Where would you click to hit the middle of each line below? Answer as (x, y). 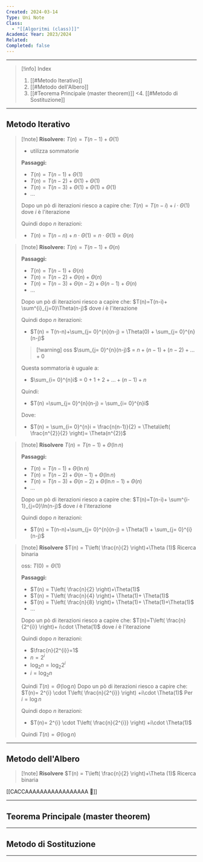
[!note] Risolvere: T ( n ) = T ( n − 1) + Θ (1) (70, 139)
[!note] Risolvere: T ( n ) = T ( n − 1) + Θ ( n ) (70, 247)
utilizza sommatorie (54, 151)
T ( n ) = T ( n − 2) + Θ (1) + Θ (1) (65, 181)
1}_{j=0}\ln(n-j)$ (41, 506)
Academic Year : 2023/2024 (39, 35)
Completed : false (28, 46)
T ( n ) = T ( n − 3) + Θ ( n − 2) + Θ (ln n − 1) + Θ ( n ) (86, 481)
